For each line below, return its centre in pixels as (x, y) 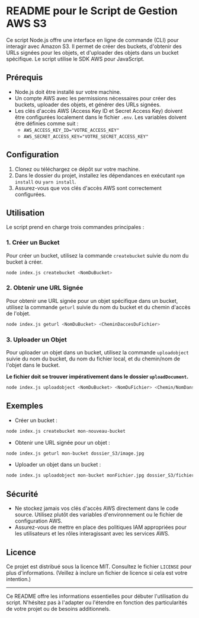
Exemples (25, 406)
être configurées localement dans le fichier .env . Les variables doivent (100, 117)
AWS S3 (27, 23)
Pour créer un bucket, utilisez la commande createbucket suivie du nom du (97, 255)
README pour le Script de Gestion (92, 11)
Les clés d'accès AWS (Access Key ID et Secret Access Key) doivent (99, 110)
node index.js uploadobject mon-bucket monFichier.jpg (75, 476)
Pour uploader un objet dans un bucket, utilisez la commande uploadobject (98, 353)
